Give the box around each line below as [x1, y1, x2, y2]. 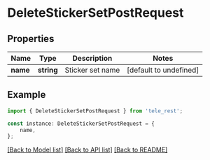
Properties [7, 33, 55, 45]
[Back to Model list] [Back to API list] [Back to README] [7, 145, 168, 154]
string [37, 65, 58, 75]
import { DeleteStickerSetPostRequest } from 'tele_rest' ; [7, 107, 183, 115]
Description [72, 54, 113, 63]
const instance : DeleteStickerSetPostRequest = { [7, 120, 155, 127]
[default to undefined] [127, 65, 199, 75]
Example [7, 89, 46, 101]
